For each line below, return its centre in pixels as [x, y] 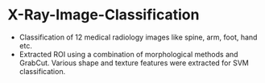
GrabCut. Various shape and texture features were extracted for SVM [134, 63]
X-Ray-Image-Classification [104, 15]
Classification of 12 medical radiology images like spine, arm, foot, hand [138, 37]
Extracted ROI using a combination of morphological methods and [128, 54]
